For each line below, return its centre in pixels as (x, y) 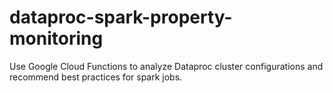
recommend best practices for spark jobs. (96, 77)
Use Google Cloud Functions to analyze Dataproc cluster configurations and (166, 66)
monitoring (56, 38)
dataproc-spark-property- (121, 17)
